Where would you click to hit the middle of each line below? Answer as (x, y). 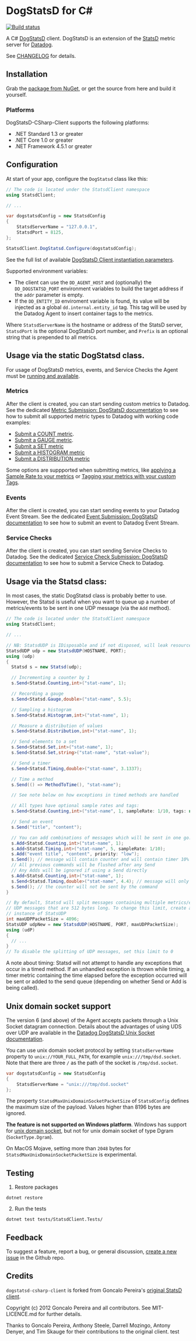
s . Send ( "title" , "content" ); (47, 827)
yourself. (17, 94)
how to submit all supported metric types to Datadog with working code (92, 416)
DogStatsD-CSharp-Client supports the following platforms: (78, 123)
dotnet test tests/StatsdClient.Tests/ (55, 1220)
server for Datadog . (30, 44)
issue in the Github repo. (36, 1258)
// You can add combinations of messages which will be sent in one (96, 838)
